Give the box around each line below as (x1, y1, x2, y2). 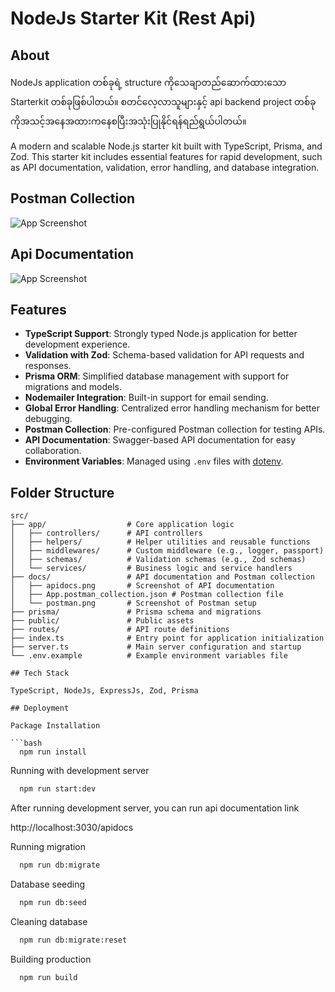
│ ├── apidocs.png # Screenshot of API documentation (10, 581, 275, 591)
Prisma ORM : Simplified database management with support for (24, 370, 290, 382)
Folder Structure (10, 484, 115, 501)
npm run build (19, 972, 78, 982)
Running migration (10, 841, 87, 853)
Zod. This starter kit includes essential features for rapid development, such (10, 151, 323, 162)
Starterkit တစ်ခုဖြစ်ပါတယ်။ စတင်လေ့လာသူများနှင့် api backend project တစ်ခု (10, 96, 317, 107)
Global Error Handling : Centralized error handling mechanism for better (24, 402, 320, 414)
